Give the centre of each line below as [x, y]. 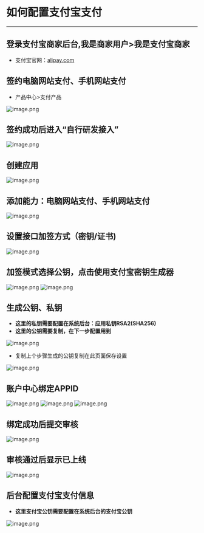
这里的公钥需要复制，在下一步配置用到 [63, 331]
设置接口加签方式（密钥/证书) [61, 237]
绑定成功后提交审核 [42, 424]
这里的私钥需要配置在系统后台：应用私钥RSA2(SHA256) [86, 323]
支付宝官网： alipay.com [45, 60]
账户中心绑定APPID [42, 389]
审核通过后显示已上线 [46, 460]
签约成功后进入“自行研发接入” [63, 129]
